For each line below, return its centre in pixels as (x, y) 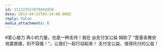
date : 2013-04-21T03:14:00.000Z (38, 14)
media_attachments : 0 (27, 23)
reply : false (18, 18)
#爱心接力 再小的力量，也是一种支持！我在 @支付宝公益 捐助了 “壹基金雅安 (81, 37)
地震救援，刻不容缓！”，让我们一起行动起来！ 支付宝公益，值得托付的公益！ (82, 44)
